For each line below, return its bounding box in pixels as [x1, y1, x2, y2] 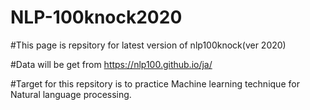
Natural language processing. [10, 88, 132, 100]
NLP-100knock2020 [10, 6, 183, 29]
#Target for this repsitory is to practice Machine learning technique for [10, 77, 300, 90]
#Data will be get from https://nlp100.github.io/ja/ [10, 58, 213, 70]
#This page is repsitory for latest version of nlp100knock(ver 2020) [10, 39, 287, 51]
